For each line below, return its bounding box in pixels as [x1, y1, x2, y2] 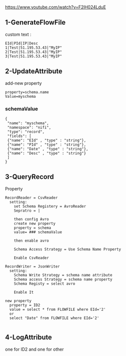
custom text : [5, 31, 32, 37]
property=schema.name [5, 89, 49, 95]
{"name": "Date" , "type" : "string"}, [7, 146, 89, 151]
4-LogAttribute [5, 333, 52, 342]
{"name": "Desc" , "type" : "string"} [7, 151, 86, 156]
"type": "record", [7, 129, 45, 134]
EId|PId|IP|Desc [5, 41, 38, 46]
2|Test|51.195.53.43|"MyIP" [5, 49, 63, 55]
